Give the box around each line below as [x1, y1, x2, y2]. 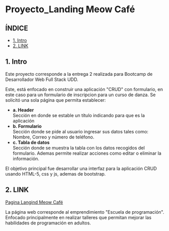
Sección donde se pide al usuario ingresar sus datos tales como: [12, 128, 149, 134]
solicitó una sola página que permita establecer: [5, 97, 106, 103]
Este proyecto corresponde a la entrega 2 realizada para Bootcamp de [5, 71, 153, 77]
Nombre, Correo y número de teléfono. [12, 134, 95, 140]
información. [12, 155, 40, 161]
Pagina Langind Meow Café [5, 199, 64, 205]
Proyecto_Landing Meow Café [5, 4, 135, 15]
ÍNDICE [5, 24, 29, 33]
